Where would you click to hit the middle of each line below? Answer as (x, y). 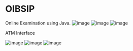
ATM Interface (20, 33)
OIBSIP (20, 9)
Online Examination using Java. (38, 23)
